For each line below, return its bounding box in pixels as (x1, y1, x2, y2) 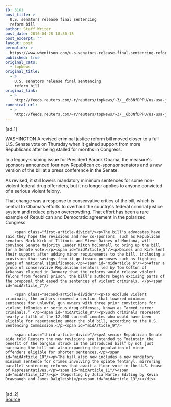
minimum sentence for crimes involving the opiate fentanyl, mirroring (5, 359, 160, 364)
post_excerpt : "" (5, 36, 42, 41)
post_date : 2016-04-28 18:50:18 (5, 31, 74, 36)
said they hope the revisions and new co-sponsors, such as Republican (5, 234, 160, 239)
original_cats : (5, 60, 38, 65)
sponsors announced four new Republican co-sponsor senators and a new (5, 162, 162, 168)
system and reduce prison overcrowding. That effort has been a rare (5, 209, 149, 215)
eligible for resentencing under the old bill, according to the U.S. (5, 318, 158, 324)
